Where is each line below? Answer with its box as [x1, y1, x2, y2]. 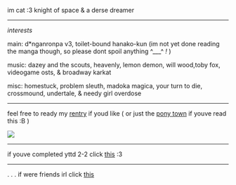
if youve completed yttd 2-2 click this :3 [7, 150, 123, 158]
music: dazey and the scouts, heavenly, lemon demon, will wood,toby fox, [7, 61, 221, 69]
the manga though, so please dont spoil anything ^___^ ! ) [7, 47, 171, 55]
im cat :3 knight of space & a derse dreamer [7, 6, 135, 14]
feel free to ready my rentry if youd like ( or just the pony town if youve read [7, 109, 227, 118]
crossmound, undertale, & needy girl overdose [7, 89, 142, 97]
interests [7, 26, 33, 34]
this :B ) [7, 117, 29, 125]
